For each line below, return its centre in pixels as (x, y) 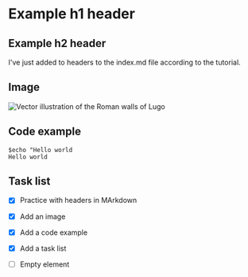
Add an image (43, 217)
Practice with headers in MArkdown (78, 201)
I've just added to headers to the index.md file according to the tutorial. (124, 62)
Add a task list (43, 248)
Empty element (45, 264)
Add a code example (54, 232)
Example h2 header (57, 43)
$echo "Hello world (41, 150)
